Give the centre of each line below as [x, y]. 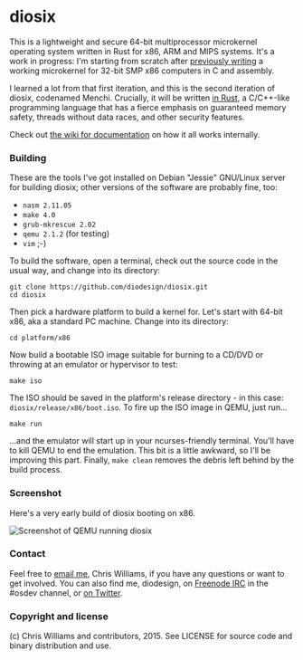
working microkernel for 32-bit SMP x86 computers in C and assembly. [142, 71]
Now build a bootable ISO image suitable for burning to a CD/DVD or [137, 355]
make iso [26, 381]
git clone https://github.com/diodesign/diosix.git [109, 287]
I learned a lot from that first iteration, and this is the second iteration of [142, 88]
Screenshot [35, 493]
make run [26, 424]
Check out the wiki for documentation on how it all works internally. [135, 134]
